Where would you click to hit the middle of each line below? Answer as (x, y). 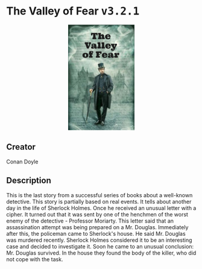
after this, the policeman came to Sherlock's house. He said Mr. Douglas (96, 233)
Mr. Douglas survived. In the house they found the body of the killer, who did (101, 253)
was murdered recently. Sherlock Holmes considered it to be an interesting (99, 240)
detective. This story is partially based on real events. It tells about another (99, 201)
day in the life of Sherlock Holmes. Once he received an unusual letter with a (101, 208)
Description (29, 181)
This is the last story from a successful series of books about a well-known (99, 195)
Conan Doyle (22, 162)
